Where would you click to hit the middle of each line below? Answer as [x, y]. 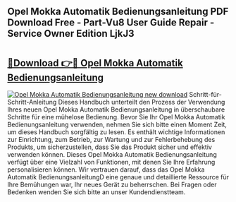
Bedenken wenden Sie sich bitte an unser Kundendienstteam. [97, 192]
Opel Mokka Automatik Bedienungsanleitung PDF [118, 12]
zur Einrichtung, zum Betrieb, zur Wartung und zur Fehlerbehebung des [111, 139]
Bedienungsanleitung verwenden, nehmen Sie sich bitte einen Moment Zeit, [117, 124]
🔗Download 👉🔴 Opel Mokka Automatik [95, 63]
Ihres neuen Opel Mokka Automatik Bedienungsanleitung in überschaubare [116, 109]
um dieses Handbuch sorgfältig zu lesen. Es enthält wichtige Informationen [116, 132]
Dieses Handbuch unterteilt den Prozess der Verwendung [142, 102]
